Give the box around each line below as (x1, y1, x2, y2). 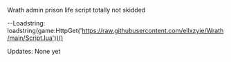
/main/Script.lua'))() (7, 34, 64, 42)
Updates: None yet (7, 48, 61, 55)
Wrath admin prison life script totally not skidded (7, 6, 146, 14)
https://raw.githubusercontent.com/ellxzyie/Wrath (82, 27, 224, 34)
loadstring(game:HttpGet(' (7, 27, 82, 34)
